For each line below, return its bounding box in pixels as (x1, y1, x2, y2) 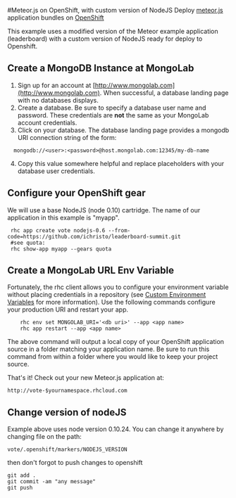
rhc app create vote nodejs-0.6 (10, 226, 106, 234)
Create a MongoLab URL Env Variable (7, 264, 175, 276)
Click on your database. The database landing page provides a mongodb (17, 126, 230, 134)
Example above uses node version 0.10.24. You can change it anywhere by (7, 425, 224, 433)
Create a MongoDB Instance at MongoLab (7, 63, 194, 75)
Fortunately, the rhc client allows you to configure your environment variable (7, 283, 229, 291)
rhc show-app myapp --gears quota (10, 245, 112, 253)
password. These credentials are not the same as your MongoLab (17, 110, 209, 119)
